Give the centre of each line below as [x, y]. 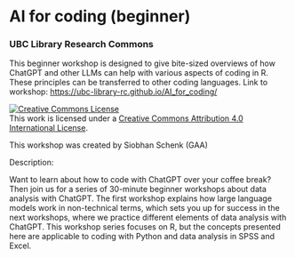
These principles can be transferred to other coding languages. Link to [139, 83]
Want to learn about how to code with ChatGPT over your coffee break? [140, 180]
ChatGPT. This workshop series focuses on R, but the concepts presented [145, 227]
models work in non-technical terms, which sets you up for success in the [144, 208]
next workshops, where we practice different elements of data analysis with [148, 218]
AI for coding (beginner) [100, 16]
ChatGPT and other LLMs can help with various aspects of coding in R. [139, 73]
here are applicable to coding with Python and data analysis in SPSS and [142, 237]
